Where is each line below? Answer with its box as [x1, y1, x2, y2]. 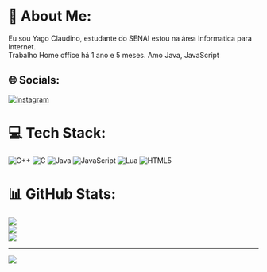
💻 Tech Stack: [8, 123, 106, 142]
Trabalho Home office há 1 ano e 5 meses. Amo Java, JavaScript [8, 50, 220, 60]
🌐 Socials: [8, 73, 60, 87]
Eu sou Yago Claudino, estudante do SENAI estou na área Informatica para [8, 33, 253, 43]
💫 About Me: [8, 7, 92, 25]
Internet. [8, 41, 37, 51]
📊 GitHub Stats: [8, 185, 117, 203]
